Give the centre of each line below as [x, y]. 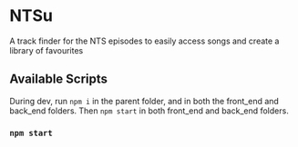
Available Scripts [58, 79]
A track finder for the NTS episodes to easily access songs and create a [144, 41]
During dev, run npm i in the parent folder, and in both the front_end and [144, 101]
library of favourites [46, 50]
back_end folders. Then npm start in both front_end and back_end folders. [149, 111]
